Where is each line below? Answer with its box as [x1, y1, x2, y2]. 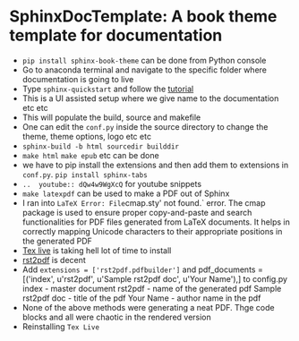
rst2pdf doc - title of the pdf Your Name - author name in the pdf [21, 293, 261, 303]
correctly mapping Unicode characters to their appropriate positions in [21, 226, 283, 236]
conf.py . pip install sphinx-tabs [21, 168, 148, 180]
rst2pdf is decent [21, 254, 87, 265]
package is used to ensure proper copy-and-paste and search [21, 207, 252, 217]
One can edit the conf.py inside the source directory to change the [21, 121, 269, 132]
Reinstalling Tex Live [21, 320, 100, 332]
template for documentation [9, 25, 223, 46]
